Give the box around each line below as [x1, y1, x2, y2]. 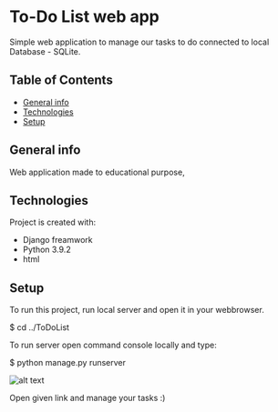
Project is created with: [9, 216, 97, 228]
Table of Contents [9, 73, 114, 88]
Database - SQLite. [9, 45, 81, 56]
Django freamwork [22, 235, 93, 246]
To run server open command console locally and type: [9, 339, 217, 351]
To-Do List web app [9, 6, 160, 27]
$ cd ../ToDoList [9, 322, 70, 333]
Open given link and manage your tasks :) [9, 393, 166, 404]
